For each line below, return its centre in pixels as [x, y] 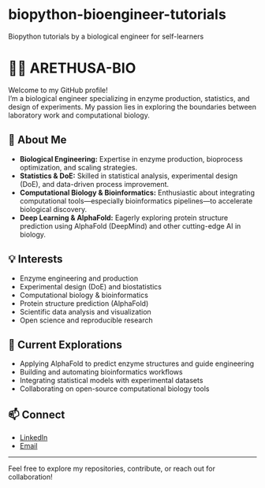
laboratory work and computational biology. [79, 115]
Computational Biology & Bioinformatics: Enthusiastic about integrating [137, 192]
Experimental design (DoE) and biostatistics [90, 286]
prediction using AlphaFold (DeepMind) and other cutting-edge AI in [130, 225]
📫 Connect [37, 414]
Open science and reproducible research [86, 320]
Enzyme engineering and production [79, 278]
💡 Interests [35, 259]
